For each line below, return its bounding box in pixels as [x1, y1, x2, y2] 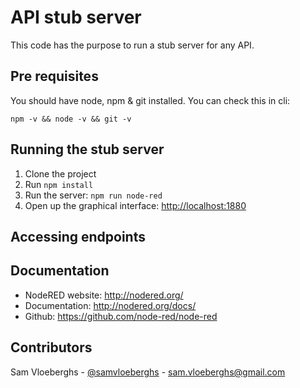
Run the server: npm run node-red [24, 189, 163, 201]
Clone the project [24, 167, 97, 180]
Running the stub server [10, 141, 165, 158]
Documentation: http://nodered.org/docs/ [24, 299, 197, 311]
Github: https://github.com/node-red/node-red [24, 310, 218, 322]
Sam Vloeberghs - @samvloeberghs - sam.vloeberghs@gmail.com [10, 366, 286, 378]
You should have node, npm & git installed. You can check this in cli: [10, 94, 291, 106]
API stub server [10, 6, 142, 29]
